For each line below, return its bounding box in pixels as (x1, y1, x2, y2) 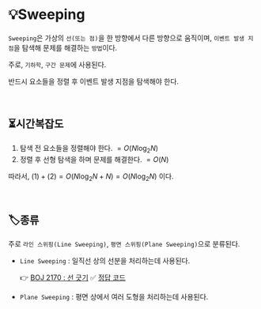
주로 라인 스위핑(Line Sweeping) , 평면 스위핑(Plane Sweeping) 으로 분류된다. (8, 239, 240, 249)
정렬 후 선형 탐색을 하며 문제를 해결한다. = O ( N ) (19, 154, 169, 164)
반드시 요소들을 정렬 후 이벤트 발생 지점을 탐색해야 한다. (8, 77, 180, 86)
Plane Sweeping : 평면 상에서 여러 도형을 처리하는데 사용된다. (19, 292, 209, 302)
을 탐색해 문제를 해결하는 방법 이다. (13, 43, 118, 52)
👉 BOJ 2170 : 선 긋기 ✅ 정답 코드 (19, 273, 127, 282)
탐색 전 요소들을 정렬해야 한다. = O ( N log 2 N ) (19, 143, 159, 155)
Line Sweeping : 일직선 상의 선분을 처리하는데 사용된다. (19, 256, 191, 266)
